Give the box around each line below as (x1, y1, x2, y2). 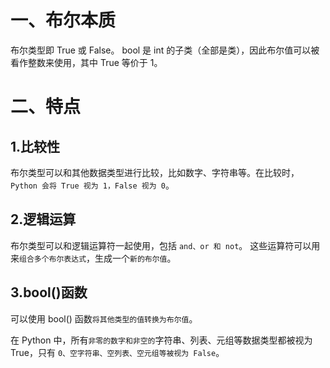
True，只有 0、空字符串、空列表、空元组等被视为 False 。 (10, 346, 225, 358)
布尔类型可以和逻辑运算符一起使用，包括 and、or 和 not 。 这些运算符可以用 (10, 239, 321, 251)
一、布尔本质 (10, 9, 117, 32)
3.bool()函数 (10, 284, 88, 301)
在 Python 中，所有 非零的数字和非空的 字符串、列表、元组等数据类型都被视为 (10, 334, 313, 346)
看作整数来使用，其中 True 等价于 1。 (10, 56, 163, 68)
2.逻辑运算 (10, 211, 77, 228)
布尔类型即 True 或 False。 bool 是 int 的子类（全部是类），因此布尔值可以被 (10, 44, 320, 56)
